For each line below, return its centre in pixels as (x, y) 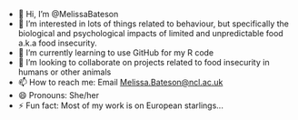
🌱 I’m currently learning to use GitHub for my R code (116, 53)
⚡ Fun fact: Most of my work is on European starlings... (121, 105)
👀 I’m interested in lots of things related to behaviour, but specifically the (153, 24)
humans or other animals (65, 72)
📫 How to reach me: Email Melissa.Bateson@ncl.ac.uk (120, 82)
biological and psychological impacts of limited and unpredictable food (150, 33)
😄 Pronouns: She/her (59, 95)
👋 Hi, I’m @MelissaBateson (68, 14)
